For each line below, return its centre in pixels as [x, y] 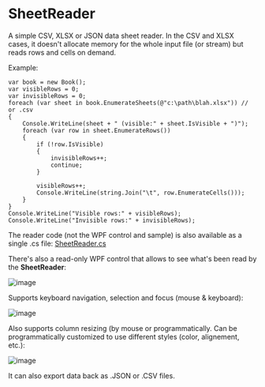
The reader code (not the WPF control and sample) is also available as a [125, 235]
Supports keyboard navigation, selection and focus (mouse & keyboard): [126, 298]
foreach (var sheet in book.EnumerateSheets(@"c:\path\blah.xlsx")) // [128, 103]
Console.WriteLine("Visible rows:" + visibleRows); [95, 213]
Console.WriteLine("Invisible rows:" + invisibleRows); [102, 220]
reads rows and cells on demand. [62, 52]
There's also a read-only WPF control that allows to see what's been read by [132, 258]
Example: [23, 67]
